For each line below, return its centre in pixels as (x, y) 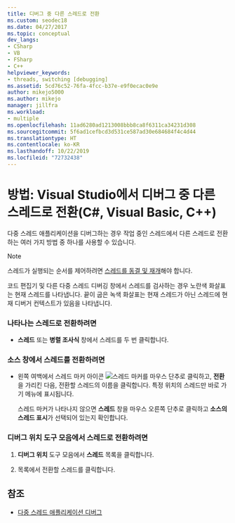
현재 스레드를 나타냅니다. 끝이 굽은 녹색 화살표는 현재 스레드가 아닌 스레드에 (117, 294)
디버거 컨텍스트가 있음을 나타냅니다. (63, 303)
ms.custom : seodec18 (38, 20)
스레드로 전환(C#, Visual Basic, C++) (112, 213)
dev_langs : (23, 40)
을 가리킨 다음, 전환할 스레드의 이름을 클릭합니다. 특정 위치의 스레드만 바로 (118, 385)
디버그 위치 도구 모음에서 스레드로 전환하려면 (78, 438)
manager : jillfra (33, 106)
